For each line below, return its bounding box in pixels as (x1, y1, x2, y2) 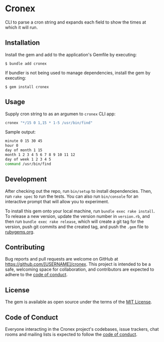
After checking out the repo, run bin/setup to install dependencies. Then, (5, 188, 152, 194)
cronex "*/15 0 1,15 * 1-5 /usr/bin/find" (5, 120, 93, 125)
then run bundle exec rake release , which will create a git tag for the (5, 218, 144, 224)
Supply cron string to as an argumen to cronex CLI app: (5, 111, 116, 117)
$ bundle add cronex (5, 61, 47, 66)
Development (5, 175, 47, 184)
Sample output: (5, 129, 36, 135)
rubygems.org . (5, 229, 35, 235)
